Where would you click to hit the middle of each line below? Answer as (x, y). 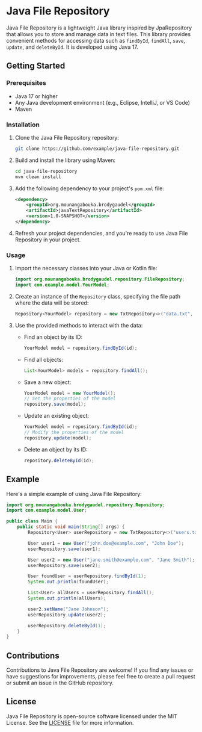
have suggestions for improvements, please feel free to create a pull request (101, 677)
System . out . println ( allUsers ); (67, 598)
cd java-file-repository (46, 171)
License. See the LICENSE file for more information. (70, 722)
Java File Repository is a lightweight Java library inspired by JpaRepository (99, 28)
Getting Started (36, 66)
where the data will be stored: (52, 303)
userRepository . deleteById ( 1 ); (67, 625)
